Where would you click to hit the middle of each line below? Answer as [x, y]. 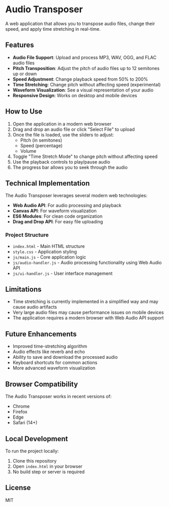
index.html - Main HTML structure [49, 246]
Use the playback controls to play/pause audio [61, 162]
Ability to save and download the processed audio [65, 357]
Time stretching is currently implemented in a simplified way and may [86, 302]
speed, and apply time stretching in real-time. [53, 29]
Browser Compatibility [41, 384]
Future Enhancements [41, 334]
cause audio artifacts [35, 307]
